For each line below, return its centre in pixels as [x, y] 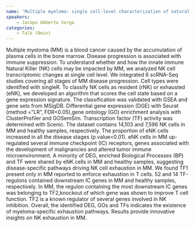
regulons [17, 180]
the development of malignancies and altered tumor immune [79, 149]
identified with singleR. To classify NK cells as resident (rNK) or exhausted [96, 87]
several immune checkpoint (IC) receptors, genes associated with [110, 143]
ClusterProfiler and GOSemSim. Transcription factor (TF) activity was [89, 118]
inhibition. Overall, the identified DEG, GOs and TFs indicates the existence [96, 205]
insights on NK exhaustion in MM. [47, 218]
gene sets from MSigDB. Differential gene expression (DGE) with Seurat [92, 106]
